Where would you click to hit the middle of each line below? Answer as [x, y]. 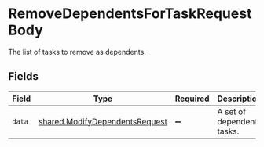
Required [192, 99]
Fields [24, 76]
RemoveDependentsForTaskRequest [130, 14]
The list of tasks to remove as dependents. [77, 52]
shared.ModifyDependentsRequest [103, 121]
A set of [231, 112]
